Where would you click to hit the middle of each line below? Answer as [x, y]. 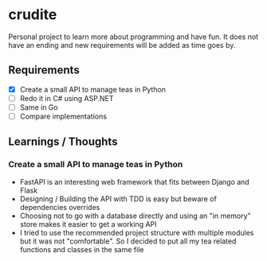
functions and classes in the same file [82, 249]
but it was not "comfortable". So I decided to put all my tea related [128, 241]
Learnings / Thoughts [63, 142]
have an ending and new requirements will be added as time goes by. [122, 45]
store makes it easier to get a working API [88, 224]
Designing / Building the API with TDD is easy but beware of [118, 199]
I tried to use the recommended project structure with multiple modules [137, 232]
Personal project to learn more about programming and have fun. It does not [133, 37]
